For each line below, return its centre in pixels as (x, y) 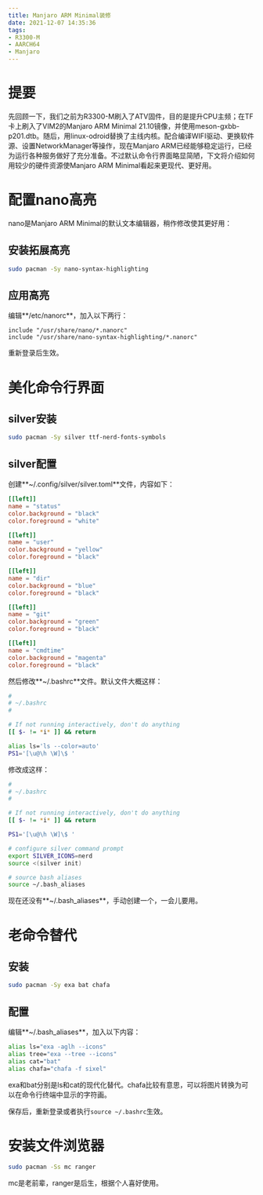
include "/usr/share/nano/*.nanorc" (68, 330)
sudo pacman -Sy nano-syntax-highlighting (78, 269)
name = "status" (34, 506)
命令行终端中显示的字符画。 (66, 1095)
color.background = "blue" (52, 585)
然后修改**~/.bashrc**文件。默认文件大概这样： (85, 681)
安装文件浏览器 (56, 1146)
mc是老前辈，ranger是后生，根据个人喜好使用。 (85, 1183)
